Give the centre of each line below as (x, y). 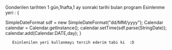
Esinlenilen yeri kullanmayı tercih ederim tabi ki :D (73, 42)
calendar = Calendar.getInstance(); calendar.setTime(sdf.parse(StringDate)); (86, 28)
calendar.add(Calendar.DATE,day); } (43, 33)
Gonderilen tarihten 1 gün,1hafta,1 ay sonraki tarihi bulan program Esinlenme (85, 7)
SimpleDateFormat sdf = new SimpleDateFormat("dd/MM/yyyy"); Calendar (84, 22)
